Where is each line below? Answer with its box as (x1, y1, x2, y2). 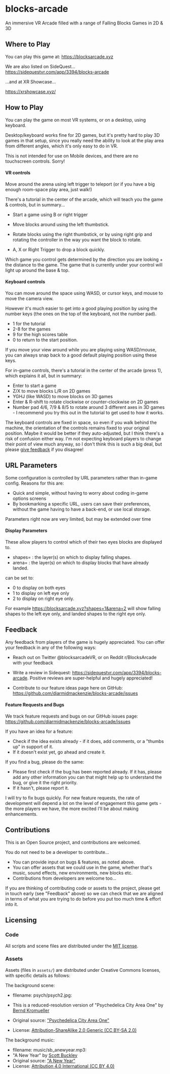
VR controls (5, 170, 31, 176)
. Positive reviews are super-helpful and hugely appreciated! (27, 675, 153, 681)
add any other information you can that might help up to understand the (12, 774, 162, 780)
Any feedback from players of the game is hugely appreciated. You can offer (5, 639, 165, 645)
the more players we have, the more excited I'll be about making (5, 805, 139, 812)
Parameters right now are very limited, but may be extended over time (5, 516, 151, 522)
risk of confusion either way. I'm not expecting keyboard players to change (5, 435, 161, 441)
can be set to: (5, 575, 34, 581)
